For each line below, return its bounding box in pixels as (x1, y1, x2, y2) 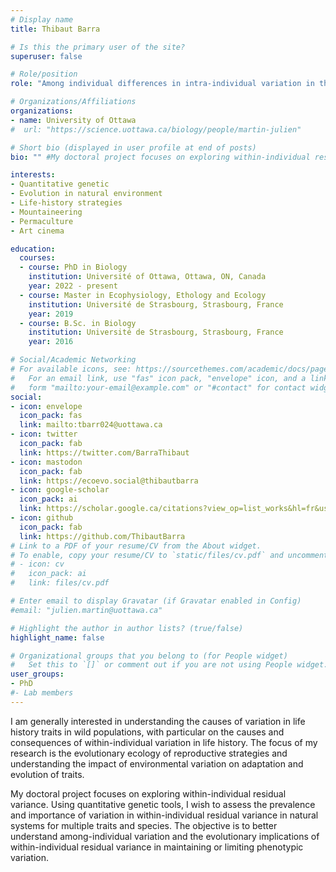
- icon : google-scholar (10, 485, 110, 495)
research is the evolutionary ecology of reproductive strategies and (10, 747, 288, 759)
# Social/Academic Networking (10, 355, 137, 365)
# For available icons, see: (10, 364, 132, 374)
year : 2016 (28, 337, 74, 347)
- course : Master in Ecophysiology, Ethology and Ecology (19, 290, 267, 300)
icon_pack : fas (19, 411, 83, 421)
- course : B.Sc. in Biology (19, 318, 137, 328)
